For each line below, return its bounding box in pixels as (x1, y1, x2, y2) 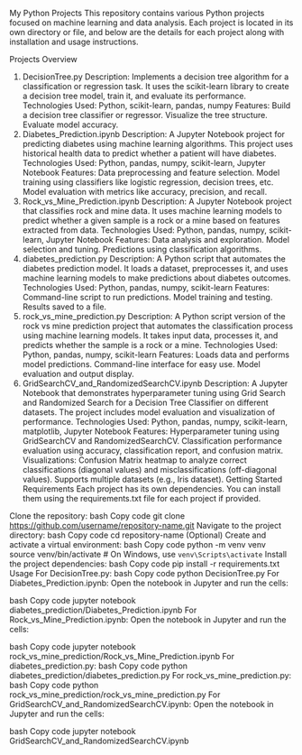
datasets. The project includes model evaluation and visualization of (22, 407, 276, 418)
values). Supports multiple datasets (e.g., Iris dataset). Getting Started (22, 474, 283, 484)
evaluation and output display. (22, 369, 134, 379)
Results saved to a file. (22, 301, 106, 312)
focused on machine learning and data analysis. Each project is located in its (9, 17, 294, 28)
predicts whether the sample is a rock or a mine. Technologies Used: (22, 340, 278, 350)
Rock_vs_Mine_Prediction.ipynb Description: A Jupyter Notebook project (22, 196, 292, 207)
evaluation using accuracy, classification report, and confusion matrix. (22, 446, 284, 456)
